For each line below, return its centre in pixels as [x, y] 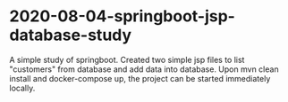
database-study [71, 35]
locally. [22, 88]
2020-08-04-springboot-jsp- [122, 16]
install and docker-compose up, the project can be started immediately [140, 78]
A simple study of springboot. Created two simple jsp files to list [127, 59]
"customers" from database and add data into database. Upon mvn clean [144, 69]
